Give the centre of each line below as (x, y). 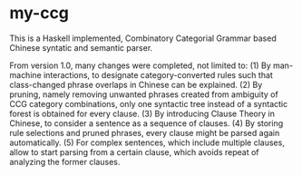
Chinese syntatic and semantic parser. (81, 47)
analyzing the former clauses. (65, 161)
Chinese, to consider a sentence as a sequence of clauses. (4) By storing (146, 123)
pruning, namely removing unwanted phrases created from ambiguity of (144, 94)
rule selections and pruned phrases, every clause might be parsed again (145, 132)
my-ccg (39, 13)
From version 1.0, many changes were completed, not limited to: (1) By (141, 65)
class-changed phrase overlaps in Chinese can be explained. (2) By (136, 84)
